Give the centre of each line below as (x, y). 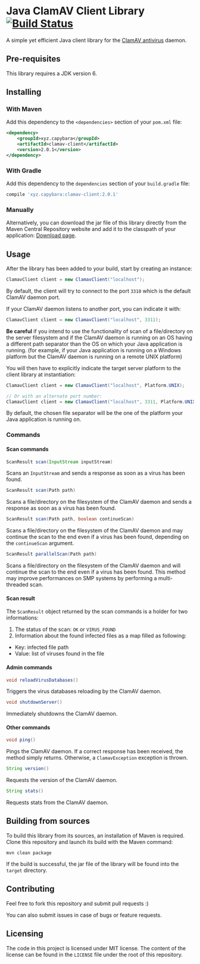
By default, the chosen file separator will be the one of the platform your (95, 413)
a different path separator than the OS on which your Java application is (94, 344)
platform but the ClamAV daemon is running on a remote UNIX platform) (94, 356)
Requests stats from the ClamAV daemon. (57, 803)
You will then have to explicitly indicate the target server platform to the (93, 368)
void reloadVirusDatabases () (42, 680)
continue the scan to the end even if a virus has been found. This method (96, 572)
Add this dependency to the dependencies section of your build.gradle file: (98, 184)
